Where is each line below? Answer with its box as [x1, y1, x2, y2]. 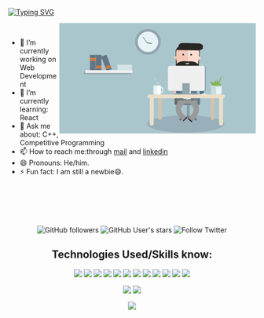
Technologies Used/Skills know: [51, 248, 213, 261]
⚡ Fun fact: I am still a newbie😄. [19, 167, 124, 176]
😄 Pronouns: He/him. [19, 158, 90, 167]
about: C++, [19, 130, 59, 139]
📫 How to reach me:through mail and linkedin [19, 147, 169, 156]
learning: [19, 104, 49, 114]
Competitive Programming [19, 138, 104, 147]
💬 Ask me [19, 122, 51, 130]
